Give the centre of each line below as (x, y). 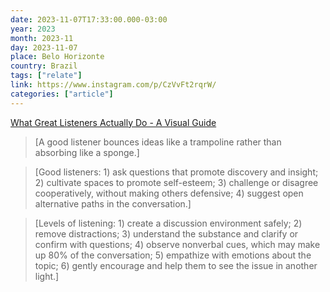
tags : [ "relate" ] (46, 76)
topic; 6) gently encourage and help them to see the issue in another (176, 265)
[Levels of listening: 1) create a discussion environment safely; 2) (168, 223)
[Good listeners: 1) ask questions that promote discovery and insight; (176, 172)
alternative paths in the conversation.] (113, 203)
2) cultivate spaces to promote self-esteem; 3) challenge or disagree (176, 182)
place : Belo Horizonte (57, 57)
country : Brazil (44, 66)
